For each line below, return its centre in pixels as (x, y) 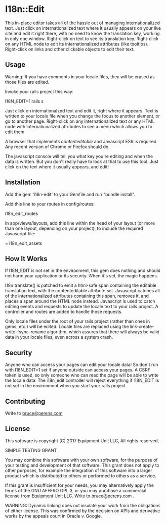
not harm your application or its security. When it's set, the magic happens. (82, 276)
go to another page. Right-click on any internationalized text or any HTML (80, 121)
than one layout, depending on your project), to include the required (74, 228)
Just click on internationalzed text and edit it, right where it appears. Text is (82, 110)
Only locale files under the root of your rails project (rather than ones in (78, 321)
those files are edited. (27, 82)
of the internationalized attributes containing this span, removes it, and (77, 296)
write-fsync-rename (25, 332)
